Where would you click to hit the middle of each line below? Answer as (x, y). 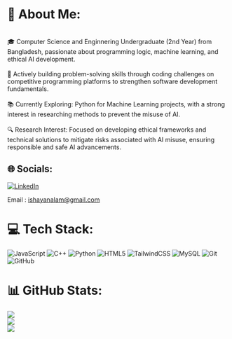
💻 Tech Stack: (50, 229)
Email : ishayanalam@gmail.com (54, 200)
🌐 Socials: (30, 169)
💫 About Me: (44, 14)
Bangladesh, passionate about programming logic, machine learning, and (113, 51)
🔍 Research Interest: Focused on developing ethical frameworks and (107, 130)
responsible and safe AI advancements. (64, 147)
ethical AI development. (41, 59)
